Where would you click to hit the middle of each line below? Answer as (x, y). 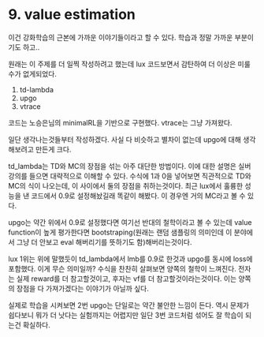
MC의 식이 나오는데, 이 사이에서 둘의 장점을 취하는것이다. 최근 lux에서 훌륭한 (126, 185)
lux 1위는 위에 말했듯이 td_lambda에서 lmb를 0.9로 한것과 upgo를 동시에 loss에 (131, 259)
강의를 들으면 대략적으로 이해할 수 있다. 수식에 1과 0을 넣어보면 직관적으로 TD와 (130, 176)
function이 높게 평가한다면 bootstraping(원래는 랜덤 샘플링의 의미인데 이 (120, 232)
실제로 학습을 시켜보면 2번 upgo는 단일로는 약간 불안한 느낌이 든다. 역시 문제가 (129, 305)
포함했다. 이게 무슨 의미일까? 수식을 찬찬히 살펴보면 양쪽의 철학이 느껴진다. (122, 268)
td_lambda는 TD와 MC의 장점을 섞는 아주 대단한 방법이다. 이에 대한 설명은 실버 (130, 166)
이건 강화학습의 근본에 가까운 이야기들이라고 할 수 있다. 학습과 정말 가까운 (121, 37)
